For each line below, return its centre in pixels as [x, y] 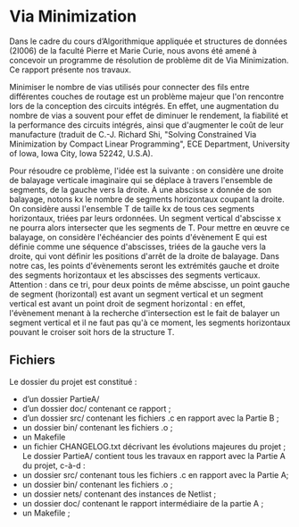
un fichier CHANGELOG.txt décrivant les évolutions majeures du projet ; [154, 446]
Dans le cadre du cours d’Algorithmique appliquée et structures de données [148, 41]
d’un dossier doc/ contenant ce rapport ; [96, 408]
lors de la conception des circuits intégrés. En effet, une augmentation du [144, 105]
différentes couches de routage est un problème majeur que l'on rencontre [147, 96]
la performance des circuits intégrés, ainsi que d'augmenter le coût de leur [146, 125]
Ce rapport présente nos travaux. [71, 70]
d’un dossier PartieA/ [61, 398]
